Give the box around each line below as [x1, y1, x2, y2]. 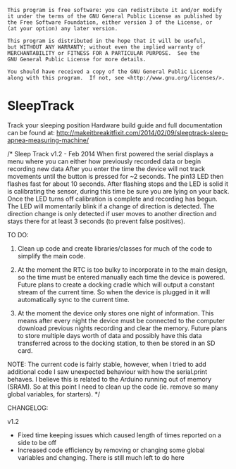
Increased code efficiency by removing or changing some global [17, 446, 205, 454]
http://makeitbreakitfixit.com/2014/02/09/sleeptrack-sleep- [56, 128, 229, 137]
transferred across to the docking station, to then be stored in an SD [17, 339, 216, 347]
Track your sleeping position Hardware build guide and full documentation [7, 120, 223, 130]
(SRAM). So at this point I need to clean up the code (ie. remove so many [7, 382, 218, 391]
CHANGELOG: [7, 404, 49, 412]
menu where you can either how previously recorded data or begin [7, 157, 201, 165]
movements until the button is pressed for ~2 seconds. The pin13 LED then [7, 172, 224, 180]
